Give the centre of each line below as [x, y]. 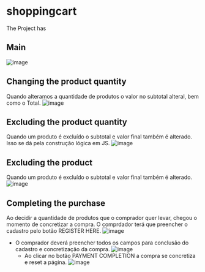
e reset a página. [46, 262]
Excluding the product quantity [67, 122]
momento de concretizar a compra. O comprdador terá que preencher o [97, 224]
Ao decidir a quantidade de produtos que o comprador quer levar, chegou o [102, 218]
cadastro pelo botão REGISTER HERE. [54, 231]
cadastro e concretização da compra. [62, 249]
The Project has [26, 28]
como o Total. [24, 103]
